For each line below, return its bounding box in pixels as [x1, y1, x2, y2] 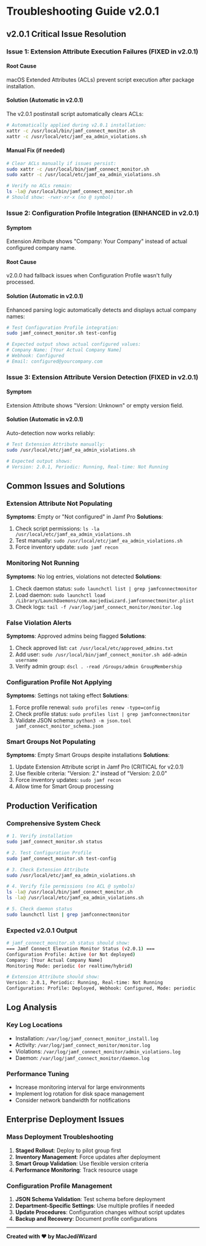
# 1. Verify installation [6, 833, 72, 839]
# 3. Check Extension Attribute [6, 867, 89, 873]
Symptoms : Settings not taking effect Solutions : [6, 692, 129, 699]
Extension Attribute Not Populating [6, 499, 113, 508]
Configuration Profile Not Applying [6, 678, 112, 686]
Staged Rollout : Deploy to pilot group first [15, 1147, 121, 1154]
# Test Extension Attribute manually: [6, 441, 105, 447]
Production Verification [6, 800, 98, 811]
